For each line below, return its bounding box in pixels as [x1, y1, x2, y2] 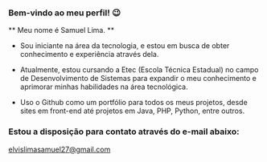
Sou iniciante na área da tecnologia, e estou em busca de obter [19, 41, 230, 51]
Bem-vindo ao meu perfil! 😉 [8, 7, 121, 18]
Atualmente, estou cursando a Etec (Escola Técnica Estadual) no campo [19, 65, 259, 75]
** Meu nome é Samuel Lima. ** [8, 26, 115, 35]
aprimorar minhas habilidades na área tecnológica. [19, 82, 188, 91]
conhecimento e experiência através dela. [19, 50, 159, 59]
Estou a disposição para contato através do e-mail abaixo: [8, 126, 240, 137]
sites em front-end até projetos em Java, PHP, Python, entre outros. [19, 106, 245, 115]
